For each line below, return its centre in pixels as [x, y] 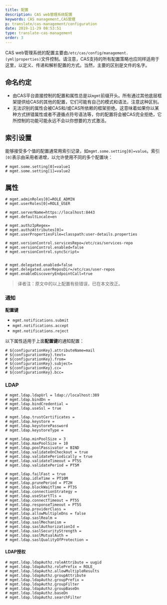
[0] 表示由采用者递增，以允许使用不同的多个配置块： [59, 157]
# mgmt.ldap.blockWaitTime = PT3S [41, 487]
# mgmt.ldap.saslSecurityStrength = [43, 531]
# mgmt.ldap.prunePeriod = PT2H [39, 483]
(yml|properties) [23, 59]
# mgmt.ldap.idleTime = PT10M [37, 478]
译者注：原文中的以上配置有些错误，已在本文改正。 [70, 284]
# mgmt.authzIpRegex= [28, 226]
